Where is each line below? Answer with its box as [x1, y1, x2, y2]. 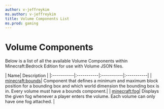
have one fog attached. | [5, 99, 55, 105]
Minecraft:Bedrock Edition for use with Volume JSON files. [5, 63, 124, 69]
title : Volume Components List [5, 16, 69, 21]
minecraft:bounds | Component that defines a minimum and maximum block [5, 78, 159, 84]
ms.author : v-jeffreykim [5, 12, 56, 17]
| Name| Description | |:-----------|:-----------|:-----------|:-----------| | [5, 73, 152, 79]
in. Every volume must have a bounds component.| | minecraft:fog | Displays [5, 88, 159, 94]
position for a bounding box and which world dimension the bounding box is [5, 83, 160, 89]
